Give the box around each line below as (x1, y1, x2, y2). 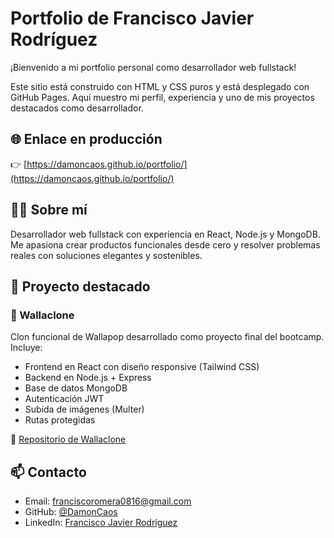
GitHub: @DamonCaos (24, 506, 118, 518)
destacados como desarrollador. (10, 102, 144, 114)
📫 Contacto (10, 463, 87, 481)
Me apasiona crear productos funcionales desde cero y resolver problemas (10, 238, 321, 251)
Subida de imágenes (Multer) (24, 403, 145, 416)
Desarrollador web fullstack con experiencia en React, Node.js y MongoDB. (10, 228, 321, 240)
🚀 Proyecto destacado (10, 278, 151, 295)
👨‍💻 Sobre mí (10, 202, 88, 219)
